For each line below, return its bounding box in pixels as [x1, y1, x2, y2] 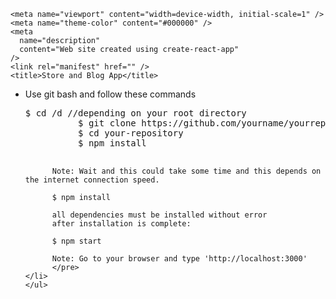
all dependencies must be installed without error [51, 210, 268, 220]
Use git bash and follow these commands [24, 88, 197, 100]
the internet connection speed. [24, 175, 160, 185]
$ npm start [51, 236, 102, 246]
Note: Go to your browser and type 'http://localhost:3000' [51, 254, 308, 264]
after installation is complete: [51, 219, 192, 229]
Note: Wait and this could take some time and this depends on [51, 166, 322, 176]
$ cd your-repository [78, 128, 184, 139]
